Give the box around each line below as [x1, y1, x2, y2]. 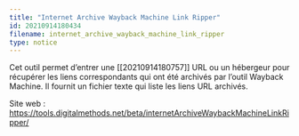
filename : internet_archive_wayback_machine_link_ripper [9, 29, 225, 38]
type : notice [9, 37, 58, 47]
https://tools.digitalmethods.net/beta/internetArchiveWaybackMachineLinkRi [9, 108, 289, 118]
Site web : [9, 99, 46, 109]
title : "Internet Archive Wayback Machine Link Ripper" [9, 12, 221, 22]
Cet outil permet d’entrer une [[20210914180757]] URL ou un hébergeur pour [9, 62, 290, 73]
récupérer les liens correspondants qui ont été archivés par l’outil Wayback [9, 72, 284, 83]
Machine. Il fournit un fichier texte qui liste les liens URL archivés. [9, 81, 248, 92]
